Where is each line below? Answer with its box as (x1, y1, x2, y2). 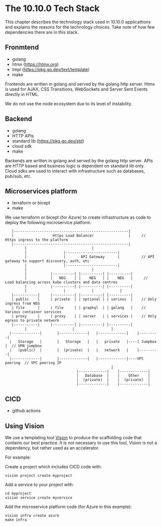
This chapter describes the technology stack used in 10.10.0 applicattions (5, 19, 151, 25)
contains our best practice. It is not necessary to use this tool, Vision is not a (5, 440, 157, 446)
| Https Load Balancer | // (11, 233, 146, 238)
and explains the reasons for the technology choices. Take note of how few (5, 24, 155, 30)
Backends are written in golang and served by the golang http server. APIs (5, 158, 153, 163)
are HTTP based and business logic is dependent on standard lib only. (5, 163, 145, 169)
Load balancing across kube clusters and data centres (5, 280, 118, 285)
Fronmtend (5, 43, 39, 51)
